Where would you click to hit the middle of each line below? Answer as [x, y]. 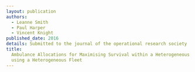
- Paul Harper [28, 28]
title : [14, 49]
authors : [17, 17]
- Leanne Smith [30, 22]
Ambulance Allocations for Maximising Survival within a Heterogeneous [101, 55]
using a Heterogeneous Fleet [47, 60]
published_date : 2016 [32, 38]
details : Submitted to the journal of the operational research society [97, 44]
